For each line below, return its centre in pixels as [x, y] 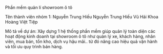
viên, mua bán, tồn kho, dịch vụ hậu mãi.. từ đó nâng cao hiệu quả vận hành [81, 41]
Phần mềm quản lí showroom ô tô [39, 7]
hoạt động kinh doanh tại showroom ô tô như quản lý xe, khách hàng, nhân [80, 36]
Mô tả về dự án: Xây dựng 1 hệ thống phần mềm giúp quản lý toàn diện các [80, 31]
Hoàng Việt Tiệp [21, 22]
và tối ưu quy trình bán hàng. [34, 47]
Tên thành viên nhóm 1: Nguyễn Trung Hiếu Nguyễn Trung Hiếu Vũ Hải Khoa [82, 17]
